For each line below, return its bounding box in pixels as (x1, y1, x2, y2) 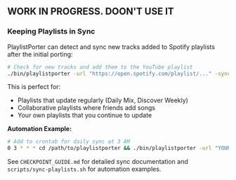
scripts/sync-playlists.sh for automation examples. (7, 165, 162, 174)
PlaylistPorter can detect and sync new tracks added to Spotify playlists (7, 42, 216, 51)
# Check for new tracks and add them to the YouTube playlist (7, 63, 193, 71)
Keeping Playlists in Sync (7, 27, 96, 36)
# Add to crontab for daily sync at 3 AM (7, 138, 131, 146)
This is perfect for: (7, 83, 61, 91)
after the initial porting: (7, 50, 73, 58)
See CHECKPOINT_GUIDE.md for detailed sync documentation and (7, 158, 188, 166)
